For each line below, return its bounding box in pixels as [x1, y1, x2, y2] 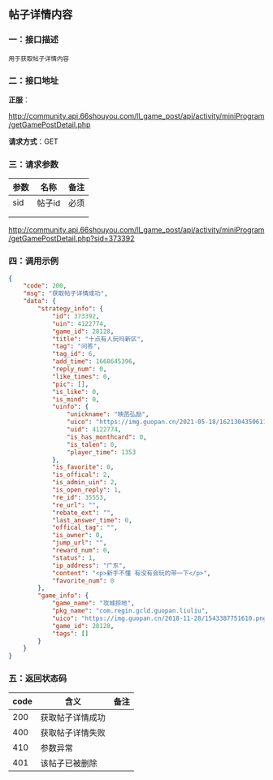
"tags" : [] [51, 629, 89, 638]
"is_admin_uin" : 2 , [51, 479, 118, 487]
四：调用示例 [8, 255, 59, 266]
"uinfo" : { [51, 403, 89, 411]
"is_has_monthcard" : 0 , [66, 433, 148, 441]
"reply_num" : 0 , [51, 365, 107, 374]
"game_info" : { [37, 591, 89, 600]
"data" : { [23, 297, 57, 305]
